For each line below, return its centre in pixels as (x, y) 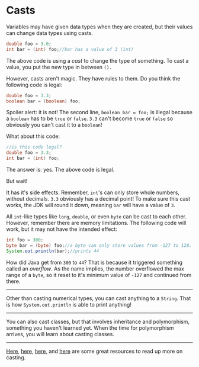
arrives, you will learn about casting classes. (60, 334)
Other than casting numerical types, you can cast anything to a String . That (99, 298)
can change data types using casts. (50, 33)
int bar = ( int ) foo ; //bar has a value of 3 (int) (70, 49)
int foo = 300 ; (25, 240)
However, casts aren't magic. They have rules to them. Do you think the (93, 78)
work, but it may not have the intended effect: (62, 229)
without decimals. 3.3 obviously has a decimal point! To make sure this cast (98, 199)
